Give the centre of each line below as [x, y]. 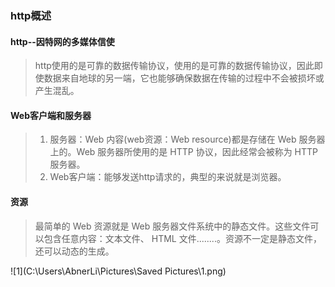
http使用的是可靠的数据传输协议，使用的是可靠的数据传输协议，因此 [174, 66]
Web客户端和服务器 [51, 115]
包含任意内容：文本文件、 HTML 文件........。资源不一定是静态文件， [182, 238]
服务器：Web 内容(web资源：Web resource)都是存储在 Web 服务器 [187, 139]
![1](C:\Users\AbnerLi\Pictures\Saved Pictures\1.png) [118, 271]
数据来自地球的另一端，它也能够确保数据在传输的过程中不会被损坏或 [184, 78]
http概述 [31, 15]
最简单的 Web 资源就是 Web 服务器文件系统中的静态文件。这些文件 [172, 226]
